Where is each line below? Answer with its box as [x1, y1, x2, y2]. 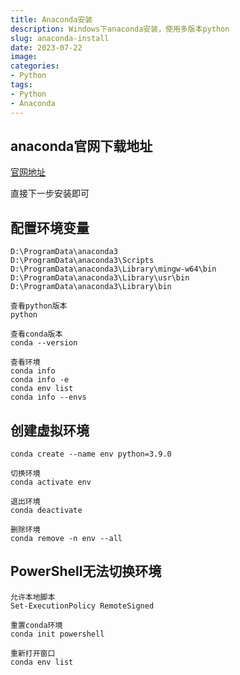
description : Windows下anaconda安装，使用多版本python [10, 24, 230, 34]
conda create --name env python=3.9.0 [10, 449, 172, 459]
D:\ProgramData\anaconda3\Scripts [10, 256, 155, 266]
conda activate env [10, 477, 92, 487]
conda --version [10, 338, 78, 348]
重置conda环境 [10, 620, 63, 630]
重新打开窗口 [10, 648, 56, 658]
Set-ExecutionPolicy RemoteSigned [10, 601, 155, 611]
